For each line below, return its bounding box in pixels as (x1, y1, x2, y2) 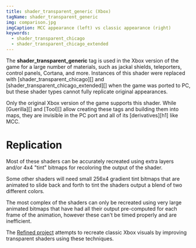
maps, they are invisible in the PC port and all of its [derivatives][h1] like (6, 111, 178, 118)
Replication (6, 138, 63, 152)
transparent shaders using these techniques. (6, 235, 114, 242)
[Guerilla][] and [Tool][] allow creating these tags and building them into (6, 106, 179, 113)
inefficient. (6, 217, 32, 225)
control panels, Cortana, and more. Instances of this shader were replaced (6, 69, 185, 76)
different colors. (6, 187, 45, 194)
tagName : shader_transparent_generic (6, 14, 98, 20)
